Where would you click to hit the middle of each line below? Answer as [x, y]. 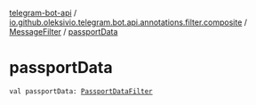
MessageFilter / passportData [64, 32]
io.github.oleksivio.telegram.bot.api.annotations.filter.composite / [128, 22]
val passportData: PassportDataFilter [81, 91]
